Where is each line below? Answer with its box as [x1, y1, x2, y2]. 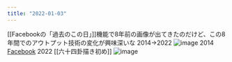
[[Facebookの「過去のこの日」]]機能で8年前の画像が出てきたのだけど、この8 [7, 30, 226, 38]
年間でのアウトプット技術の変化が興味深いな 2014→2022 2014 [7, 39, 215, 47]
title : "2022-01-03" [7, 10, 68, 17]
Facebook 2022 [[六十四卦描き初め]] [7, 47, 112, 55]
